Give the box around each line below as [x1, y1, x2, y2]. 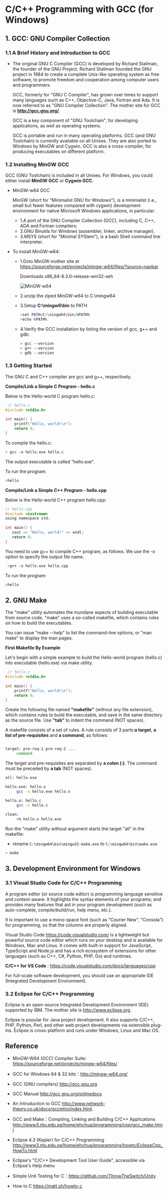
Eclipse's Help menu [12, 1162, 55, 1168]
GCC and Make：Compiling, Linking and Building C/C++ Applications [12, 1116, 155, 1122]
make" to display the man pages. [5, 635, 73, 641]
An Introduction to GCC [12, 1100, 61, 1106]
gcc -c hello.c [16, 803, 49, 808]
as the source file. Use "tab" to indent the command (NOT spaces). [5, 717, 145, 723]
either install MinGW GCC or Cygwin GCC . [5, 178, 94, 184]
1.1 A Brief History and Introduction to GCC [5, 49, 110, 56]
